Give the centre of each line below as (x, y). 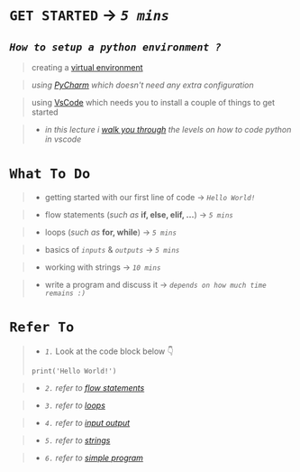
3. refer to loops (75, 405)
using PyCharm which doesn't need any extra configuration (142, 85)
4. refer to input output (87, 422)
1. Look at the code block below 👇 (109, 351)
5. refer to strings (77, 440)
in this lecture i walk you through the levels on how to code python (168, 130)
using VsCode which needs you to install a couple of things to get (153, 102)
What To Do (50, 174)
